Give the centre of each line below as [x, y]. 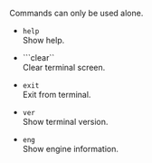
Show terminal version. [65, 122]
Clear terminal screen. [64, 67]
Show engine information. [71, 149]
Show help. [43, 40]
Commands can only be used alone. [76, 13]
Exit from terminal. [57, 95]
